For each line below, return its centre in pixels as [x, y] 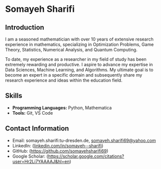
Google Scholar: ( [30, 156]
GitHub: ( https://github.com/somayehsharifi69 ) [60, 151]
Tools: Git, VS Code [32, 113]
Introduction [25, 27]
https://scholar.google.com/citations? [86, 156]
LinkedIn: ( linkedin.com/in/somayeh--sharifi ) [58, 146]
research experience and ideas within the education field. [64, 80]
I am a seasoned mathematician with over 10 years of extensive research [79, 39]
